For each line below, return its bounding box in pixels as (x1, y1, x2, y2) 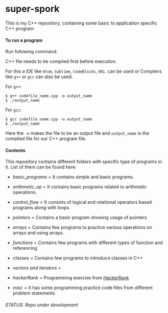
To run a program (5, 37, 43, 43)
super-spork (5, 3, 60, 15)
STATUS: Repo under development (5, 302, 78, 308)
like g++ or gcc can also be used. (5, 74, 73, 80)
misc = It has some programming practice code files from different (12, 284, 153, 291)
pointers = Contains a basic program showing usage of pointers (12, 214, 147, 221)
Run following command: (5, 49, 58, 55)
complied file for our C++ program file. (5, 136, 87, 142)
